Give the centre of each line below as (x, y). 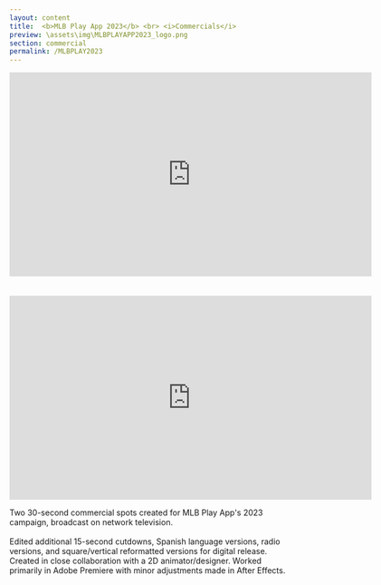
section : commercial (48, 43)
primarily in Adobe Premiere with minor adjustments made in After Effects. (148, 570)
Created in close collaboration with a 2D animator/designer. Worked (136, 561)
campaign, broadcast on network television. (91, 522)
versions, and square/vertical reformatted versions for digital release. (138, 551)
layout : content (40, 18)
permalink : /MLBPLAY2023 (56, 52)
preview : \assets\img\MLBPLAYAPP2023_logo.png (99, 34)
